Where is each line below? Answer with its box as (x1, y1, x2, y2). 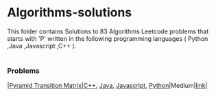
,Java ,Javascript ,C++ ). (7, 42, 77, 50)
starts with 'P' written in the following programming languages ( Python (7, 34, 208, 42)
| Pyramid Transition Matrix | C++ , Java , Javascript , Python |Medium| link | (7, 82, 208, 90)
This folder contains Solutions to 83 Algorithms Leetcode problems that (7, 27, 209, 35)
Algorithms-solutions (7, 5, 132, 20)
